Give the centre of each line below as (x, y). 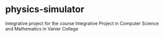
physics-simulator (45, 9)
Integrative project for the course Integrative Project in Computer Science (82, 23)
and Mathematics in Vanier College (42, 28)
